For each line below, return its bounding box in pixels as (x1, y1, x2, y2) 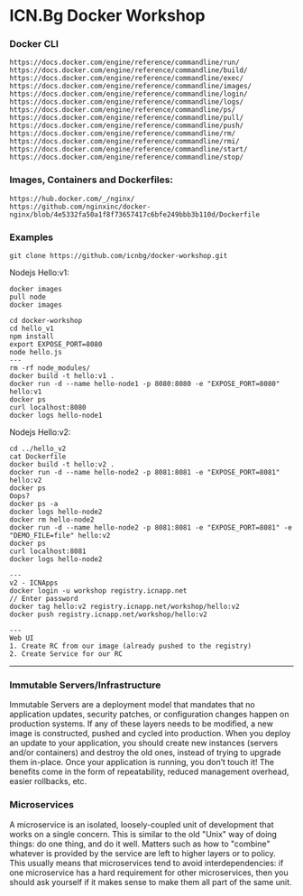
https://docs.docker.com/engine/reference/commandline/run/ (9, 58, 241, 68)
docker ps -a (9, 500, 59, 509)
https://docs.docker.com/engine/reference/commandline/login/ (9, 89, 248, 99)
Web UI (9, 633, 34, 643)
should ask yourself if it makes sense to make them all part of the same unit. (9, 876, 292, 887)
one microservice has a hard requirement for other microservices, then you (9, 867, 289, 878)
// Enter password (9, 595, 78, 604)
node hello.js (9, 348, 63, 357)
